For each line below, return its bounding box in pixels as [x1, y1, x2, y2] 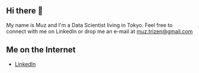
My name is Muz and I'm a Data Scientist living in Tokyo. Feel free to [6, 21, 173, 28]
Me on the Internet [6, 45, 76, 55]
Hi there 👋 [6, 6, 43, 16]
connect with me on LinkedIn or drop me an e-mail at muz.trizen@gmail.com [6, 28, 193, 35]
